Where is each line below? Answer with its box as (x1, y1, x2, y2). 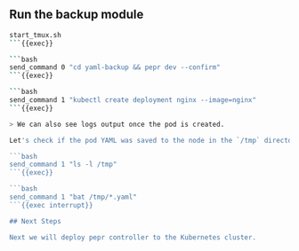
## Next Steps (9, 216, 62, 225)
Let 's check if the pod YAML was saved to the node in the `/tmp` (9, 136, 261, 145)
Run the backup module (9, 7, 144, 22)
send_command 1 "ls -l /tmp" (9, 160, 117, 169)
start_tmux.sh (9, 30, 62, 39)
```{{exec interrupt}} (9, 200, 93, 209)
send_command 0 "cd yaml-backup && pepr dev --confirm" (9, 63, 221, 72)
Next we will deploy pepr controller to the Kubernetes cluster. (9, 232, 256, 242)
